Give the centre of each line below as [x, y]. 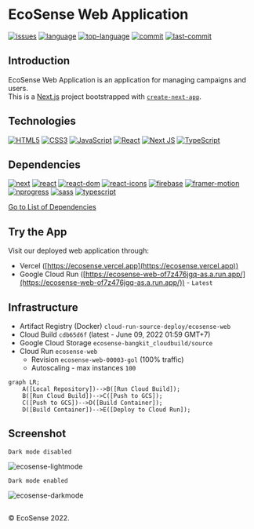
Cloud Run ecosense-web [58, 351]
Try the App [38, 232]
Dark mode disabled [40, 452]
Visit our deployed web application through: [79, 251]
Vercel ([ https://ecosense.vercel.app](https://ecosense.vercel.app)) [129, 266]
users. [18, 88]
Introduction [39, 61]
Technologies [42, 121]
